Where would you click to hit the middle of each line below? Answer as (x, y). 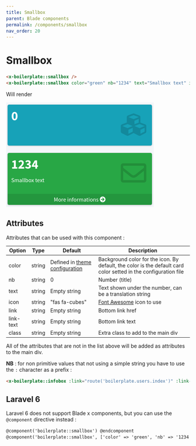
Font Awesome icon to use (130, 302)
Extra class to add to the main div (138, 333)
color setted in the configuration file (141, 272)
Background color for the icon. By (139, 259)
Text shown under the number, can (140, 288)
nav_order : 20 (23, 31)
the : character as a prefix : (39, 369)
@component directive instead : (41, 420)
